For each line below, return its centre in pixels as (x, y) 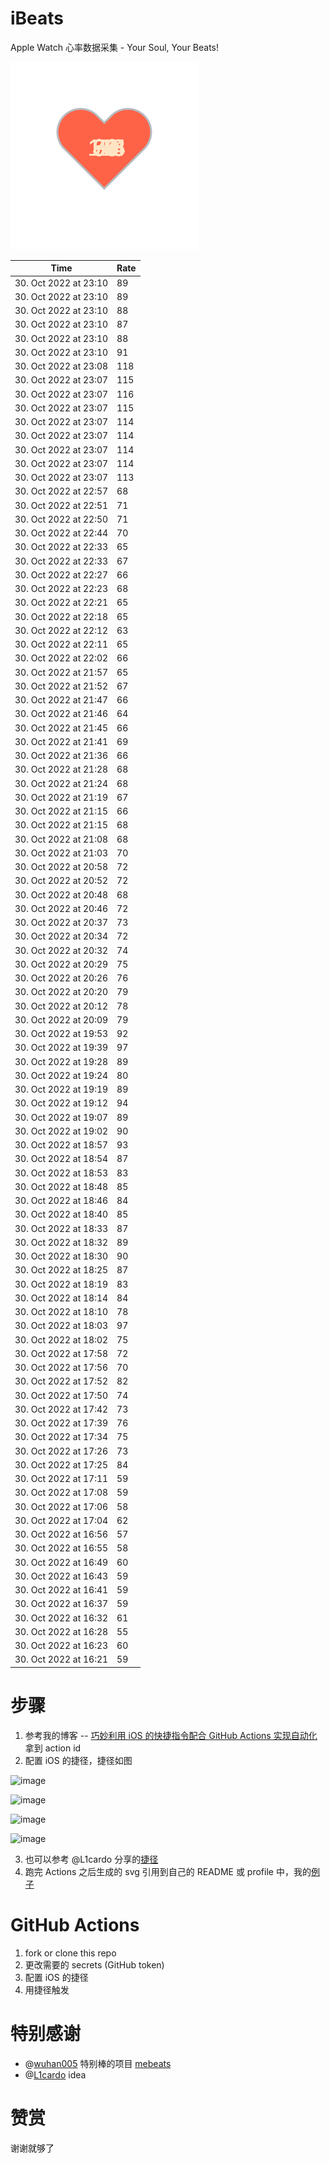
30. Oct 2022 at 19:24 (61, 1075)
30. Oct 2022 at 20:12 (61, 1006)
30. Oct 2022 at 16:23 (61, 1646)
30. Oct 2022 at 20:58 (61, 867)
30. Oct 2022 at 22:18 (61, 616)
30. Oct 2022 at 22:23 (61, 589)
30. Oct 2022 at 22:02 (61, 658)
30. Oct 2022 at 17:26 (61, 1451)
